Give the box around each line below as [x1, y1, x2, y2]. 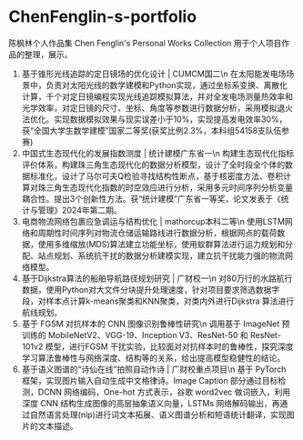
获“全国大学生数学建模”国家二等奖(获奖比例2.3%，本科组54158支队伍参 [21, 125, 290, 135]
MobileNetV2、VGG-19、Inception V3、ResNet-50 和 [47, 329, 249, 340]
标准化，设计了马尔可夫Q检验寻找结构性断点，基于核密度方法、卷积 [29, 170, 284, 181]
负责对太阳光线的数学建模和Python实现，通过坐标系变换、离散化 [45, 79, 288, 90]
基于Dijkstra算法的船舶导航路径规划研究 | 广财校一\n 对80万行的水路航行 [21, 273, 293, 284]
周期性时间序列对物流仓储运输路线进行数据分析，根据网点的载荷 [37, 227, 278, 238]
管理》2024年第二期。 [37, 205, 122, 215]
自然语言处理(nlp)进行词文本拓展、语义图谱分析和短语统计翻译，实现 [29, 409, 288, 420]
